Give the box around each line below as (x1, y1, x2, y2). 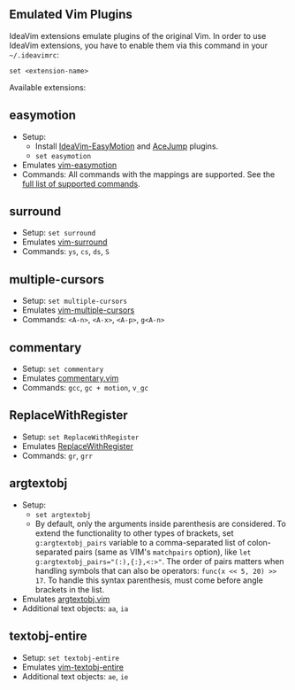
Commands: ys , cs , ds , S (21, 246, 110, 257)
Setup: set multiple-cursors (21, 296, 128, 306)
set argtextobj (34, 510, 91, 519)
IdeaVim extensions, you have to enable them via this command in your (9, 40, 269, 50)
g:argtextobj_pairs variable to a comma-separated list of (34, 537, 246, 547)
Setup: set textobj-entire (21, 652, 120, 663)
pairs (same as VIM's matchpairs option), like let (73, 547, 252, 557)
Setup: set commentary (21, 363, 104, 375)
